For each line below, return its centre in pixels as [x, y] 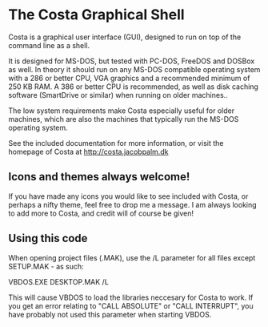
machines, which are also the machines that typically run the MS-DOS [124, 119]
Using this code [48, 238]
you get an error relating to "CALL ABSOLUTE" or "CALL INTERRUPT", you [131, 305]
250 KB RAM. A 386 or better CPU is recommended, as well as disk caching [133, 87]
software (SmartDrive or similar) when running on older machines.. [118, 95]
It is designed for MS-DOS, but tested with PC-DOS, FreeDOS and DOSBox [132, 61]
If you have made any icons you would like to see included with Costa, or [128, 196]
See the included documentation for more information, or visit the [116, 143]
